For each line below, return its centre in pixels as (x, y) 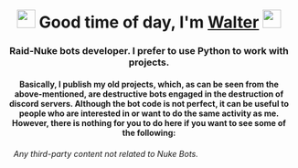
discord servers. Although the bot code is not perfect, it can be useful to (149, 103)
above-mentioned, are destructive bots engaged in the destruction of (149, 94)
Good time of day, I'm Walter (149, 22)
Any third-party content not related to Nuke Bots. (106, 154)
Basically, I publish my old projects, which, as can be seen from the (149, 84)
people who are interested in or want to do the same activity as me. (149, 113)
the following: (149, 132)
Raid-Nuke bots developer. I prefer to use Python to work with (149, 51)
